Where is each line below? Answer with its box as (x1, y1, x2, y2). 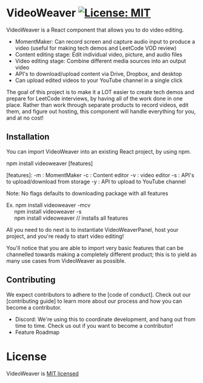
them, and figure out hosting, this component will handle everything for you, (6, 107, 196, 115)
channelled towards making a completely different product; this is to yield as (6, 251, 197, 258)
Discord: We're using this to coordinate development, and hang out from (15, 316, 196, 323)
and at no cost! (6, 114, 44, 121)
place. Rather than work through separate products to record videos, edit (6, 101, 189, 109)
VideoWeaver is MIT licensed (6, 370, 79, 377)
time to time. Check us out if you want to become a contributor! (15, 322, 174, 329)
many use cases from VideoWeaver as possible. (6, 257, 126, 264)
